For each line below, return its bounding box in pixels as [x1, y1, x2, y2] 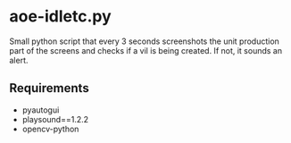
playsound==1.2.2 [21, 114, 89, 124]
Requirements [9, 80, 89, 96]
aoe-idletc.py [9, 6, 112, 27]
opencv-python [21, 123, 79, 134]
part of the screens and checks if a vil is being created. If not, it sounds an [9, 45, 283, 55]
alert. [9, 55, 29, 65]
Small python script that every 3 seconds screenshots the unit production [9, 36, 279, 46]
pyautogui [21, 105, 60, 115]
